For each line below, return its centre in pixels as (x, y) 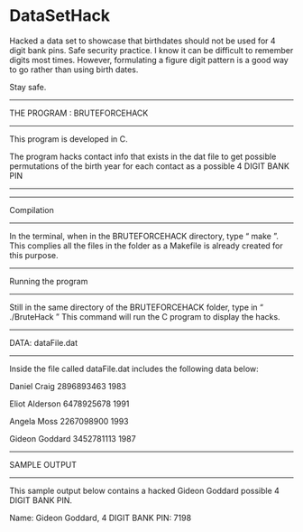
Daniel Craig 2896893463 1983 (68, 386)
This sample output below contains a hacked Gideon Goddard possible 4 (144, 490)
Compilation (32, 210)
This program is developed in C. (69, 139)
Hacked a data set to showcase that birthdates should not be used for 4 (143, 41)
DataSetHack (60, 16)
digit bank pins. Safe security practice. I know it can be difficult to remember (151, 50)
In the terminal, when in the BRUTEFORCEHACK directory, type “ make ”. (144, 236)
